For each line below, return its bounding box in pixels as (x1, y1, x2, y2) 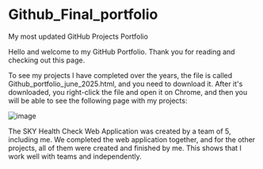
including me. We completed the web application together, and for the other (8, 134, 256, 144)
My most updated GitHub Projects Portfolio (8, 32, 149, 41)
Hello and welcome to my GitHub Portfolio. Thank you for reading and (8, 47, 235, 56)
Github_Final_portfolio (8, 6, 158, 24)
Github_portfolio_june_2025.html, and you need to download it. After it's (8, 79, 243, 88)
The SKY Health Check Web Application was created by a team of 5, (8, 126, 231, 136)
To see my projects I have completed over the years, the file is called (8, 70, 233, 80)
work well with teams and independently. (8, 152, 143, 161)
